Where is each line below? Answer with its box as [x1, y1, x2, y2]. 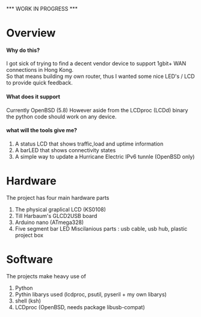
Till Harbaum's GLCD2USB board [14, 212, 97, 219]
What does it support [6, 93, 60, 100]
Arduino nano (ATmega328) [14, 219, 84, 226]
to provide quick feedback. [6, 79, 73, 86]
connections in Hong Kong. [6, 66, 74, 74]
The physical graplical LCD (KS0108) [14, 205, 107, 213]
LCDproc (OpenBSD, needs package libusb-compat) [14, 303, 146, 310]
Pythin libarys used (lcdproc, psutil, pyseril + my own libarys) [14, 290, 167, 298]
